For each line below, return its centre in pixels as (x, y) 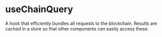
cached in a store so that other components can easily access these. (77, 28)
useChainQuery (39, 9)
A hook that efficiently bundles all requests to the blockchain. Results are (81, 23)
